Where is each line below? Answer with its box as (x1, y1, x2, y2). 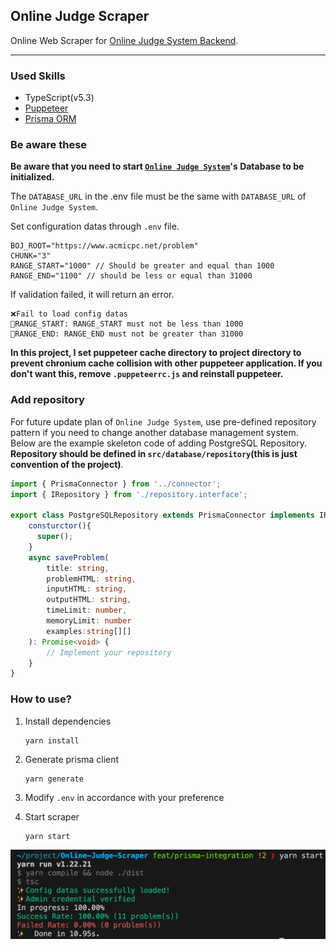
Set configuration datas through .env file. (10, 220, 180, 233)
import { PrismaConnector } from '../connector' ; (10, 479, 222, 489)
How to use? (10, 692, 72, 706)
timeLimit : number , (46, 605, 128, 616)
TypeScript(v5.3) (24, 92, 95, 104)
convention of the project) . (10, 458, 124, 470)
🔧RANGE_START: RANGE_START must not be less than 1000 (10, 319, 244, 329)
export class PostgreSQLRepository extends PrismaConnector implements (10, 510, 315, 521)
